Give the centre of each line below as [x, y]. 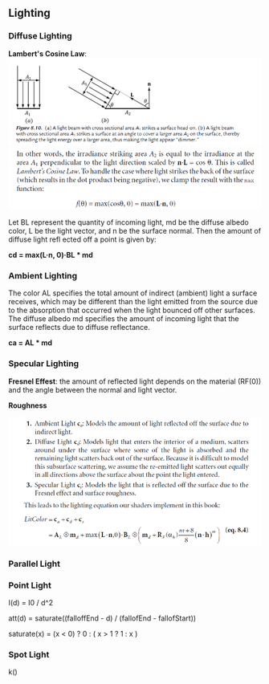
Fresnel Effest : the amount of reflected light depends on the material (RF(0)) [135, 381]
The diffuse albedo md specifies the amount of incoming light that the [124, 319]
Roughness [28, 405]
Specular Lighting [44, 364]
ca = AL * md [31, 343]
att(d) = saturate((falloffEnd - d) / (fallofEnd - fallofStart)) [102, 618]
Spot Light [29, 654]
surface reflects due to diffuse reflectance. [79, 328]
